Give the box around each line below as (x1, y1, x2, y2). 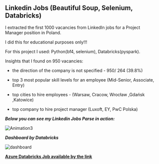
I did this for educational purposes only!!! (5, 39, 88, 45)
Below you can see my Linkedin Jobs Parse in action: (5, 116, 115, 122)
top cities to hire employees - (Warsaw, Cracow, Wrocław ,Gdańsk (12, 91, 145, 97)
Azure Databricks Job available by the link (5, 153, 93, 159)
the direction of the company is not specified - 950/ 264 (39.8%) (12, 67, 143, 73)
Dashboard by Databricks (5, 134, 59, 141)
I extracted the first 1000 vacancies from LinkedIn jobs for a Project (5, 24, 140, 30)
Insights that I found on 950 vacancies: (5, 58, 83, 64)
